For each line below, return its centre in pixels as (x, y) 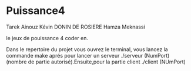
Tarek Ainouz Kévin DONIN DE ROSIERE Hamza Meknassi (76, 27)
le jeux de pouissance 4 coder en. (47, 38)
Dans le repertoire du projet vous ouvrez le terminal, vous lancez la (87, 49)
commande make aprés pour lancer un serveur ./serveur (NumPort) (88, 55)
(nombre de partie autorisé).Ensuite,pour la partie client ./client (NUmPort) (96, 62)
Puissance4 (36, 11)
